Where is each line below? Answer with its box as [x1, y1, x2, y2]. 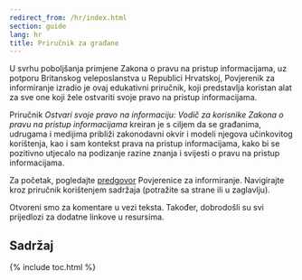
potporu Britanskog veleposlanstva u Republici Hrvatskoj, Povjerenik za [9, 73, 276, 84]
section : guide [9, 22, 67, 31]
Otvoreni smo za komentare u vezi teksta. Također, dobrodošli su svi [9, 202, 264, 213]
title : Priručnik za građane [9, 38, 119, 48]
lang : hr [9, 30, 42, 39]
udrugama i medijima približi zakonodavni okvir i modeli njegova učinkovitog [9, 128, 294, 140]
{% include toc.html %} [9, 262, 97, 273]
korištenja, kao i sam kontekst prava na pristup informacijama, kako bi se [9, 138, 280, 149]
